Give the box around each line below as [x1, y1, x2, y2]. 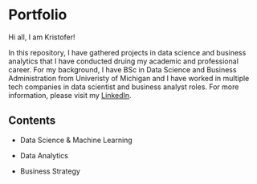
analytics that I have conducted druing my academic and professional [8, 56, 239, 66]
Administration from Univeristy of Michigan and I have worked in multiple [8, 73, 250, 83]
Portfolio [8, 6, 67, 24]
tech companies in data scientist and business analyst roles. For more [8, 82, 239, 92]
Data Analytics [19, 150, 68, 160]
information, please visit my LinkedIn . [8, 90, 132, 100]
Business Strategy [19, 166, 80, 176]
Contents [8, 114, 56, 128]
